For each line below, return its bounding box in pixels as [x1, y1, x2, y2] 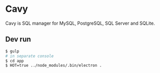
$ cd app [5, 58, 24, 63]
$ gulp [5, 48, 19, 54]
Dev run [5, 35, 31, 44]
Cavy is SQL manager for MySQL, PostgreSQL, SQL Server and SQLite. [5, 20, 155, 26]
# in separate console [5, 53, 54, 59]
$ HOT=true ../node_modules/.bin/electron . [5, 63, 102, 68]
